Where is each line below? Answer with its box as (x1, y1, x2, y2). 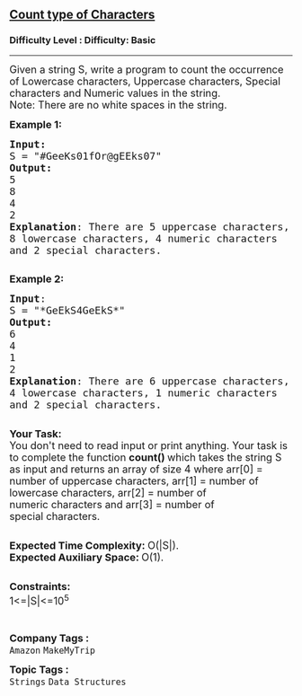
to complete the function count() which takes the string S (9, 451, 282, 463)
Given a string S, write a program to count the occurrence (9, 63, 285, 75)
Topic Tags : (9, 663, 69, 676)
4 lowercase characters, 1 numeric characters (9, 386, 278, 399)
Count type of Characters (9, 7, 155, 22)
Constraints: (9, 579, 71, 593)
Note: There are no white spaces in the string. (9, 98, 227, 111)
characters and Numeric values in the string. (9, 86, 221, 100)
